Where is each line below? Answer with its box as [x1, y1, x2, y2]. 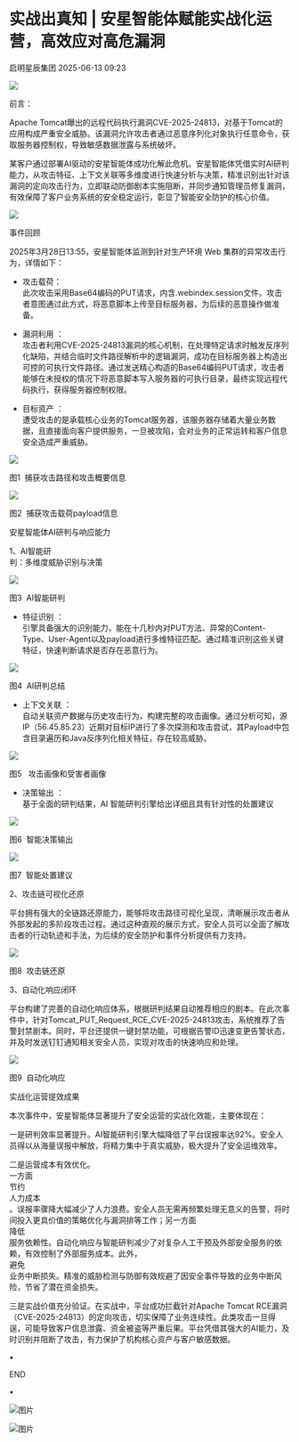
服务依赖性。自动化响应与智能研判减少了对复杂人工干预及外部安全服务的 [9, 1236, 274, 1248]
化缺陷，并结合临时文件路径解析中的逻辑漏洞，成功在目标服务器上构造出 [21, 350, 287, 362]
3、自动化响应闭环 [9, 984, 77, 995]
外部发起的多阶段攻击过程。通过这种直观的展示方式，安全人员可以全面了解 [9, 918, 282, 929]
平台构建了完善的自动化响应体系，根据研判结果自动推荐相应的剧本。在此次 [9, 1003, 282, 1014]
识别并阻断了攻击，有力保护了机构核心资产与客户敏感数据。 [16, 1333, 236, 1344]
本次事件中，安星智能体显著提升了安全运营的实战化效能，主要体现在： [9, 1110, 267, 1120]
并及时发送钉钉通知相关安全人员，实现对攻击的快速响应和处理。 [9, 1036, 243, 1047]
